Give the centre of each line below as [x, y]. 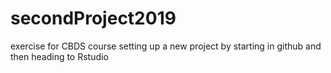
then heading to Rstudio [59, 56]
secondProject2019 [93, 18]
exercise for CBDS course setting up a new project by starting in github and [166, 46]
